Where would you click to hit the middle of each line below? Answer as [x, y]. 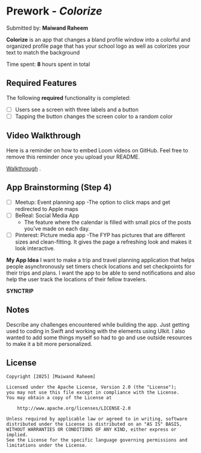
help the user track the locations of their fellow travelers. [77, 279]
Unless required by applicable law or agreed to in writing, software [97, 419]
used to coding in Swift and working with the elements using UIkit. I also [96, 331]
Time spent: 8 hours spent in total [48, 64]
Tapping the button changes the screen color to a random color [94, 116]
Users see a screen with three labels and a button [77, 109]
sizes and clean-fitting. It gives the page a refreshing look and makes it [103, 242]
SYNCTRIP [20, 291]
